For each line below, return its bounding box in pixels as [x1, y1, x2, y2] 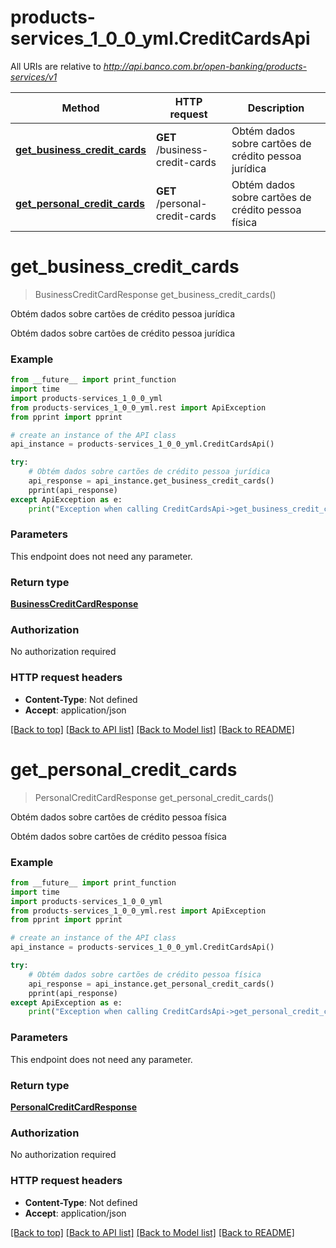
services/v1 [10, 71, 58, 83]
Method [61, 101, 100, 115]
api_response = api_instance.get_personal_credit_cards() [28, 979, 275, 989]
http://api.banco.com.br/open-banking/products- [103, 60, 307, 72]
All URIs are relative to [10, 60, 102, 72]
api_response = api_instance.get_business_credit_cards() [28, 476, 275, 486]
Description [247, 101, 305, 115]
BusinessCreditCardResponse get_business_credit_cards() [34, 288, 277, 300]
